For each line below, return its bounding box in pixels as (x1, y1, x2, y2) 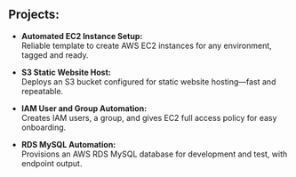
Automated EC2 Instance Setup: (20, 30, 143, 41)
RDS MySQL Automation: (20, 139, 116, 149)
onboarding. (20, 122, 67, 133)
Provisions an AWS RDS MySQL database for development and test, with (20, 149, 288, 159)
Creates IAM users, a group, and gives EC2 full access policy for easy (20, 112, 277, 123)
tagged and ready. (20, 49, 89, 60)
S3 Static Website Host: (20, 67, 112, 77)
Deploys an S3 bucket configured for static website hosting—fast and (20, 76, 276, 87)
